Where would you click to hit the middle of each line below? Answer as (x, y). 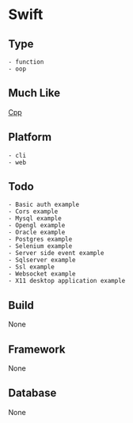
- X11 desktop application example (67, 281)
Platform (30, 137)
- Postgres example (40, 239)
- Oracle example (37, 232)
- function (26, 62)
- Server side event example (56, 253)
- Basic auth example (44, 205)
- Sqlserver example (42, 260)
